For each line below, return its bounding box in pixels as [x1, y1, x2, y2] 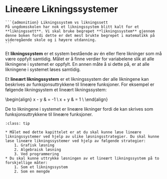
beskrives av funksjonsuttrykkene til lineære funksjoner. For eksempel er [5, 81, 155, 87]
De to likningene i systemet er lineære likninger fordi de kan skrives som [5, 106, 154, 112]
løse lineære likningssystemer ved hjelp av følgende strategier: [5, 138, 146, 143]
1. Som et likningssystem [14, 165, 68, 170]
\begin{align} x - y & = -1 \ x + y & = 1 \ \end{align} [5, 96, 108, 102]
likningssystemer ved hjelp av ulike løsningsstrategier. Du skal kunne [5, 134, 160, 139]
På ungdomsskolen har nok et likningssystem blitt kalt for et [5, 24, 140, 29]
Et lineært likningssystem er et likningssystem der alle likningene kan [5, 76, 149, 82]
